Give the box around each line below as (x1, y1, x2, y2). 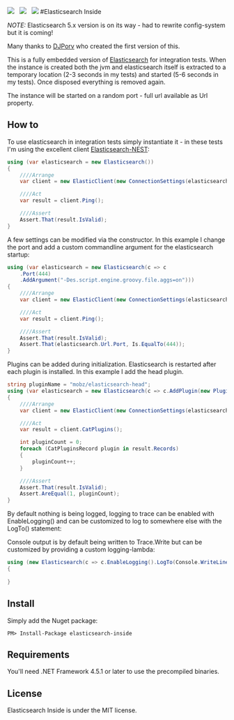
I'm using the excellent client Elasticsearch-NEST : (7, 145, 150, 153)
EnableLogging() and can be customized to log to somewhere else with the (7, 517, 222, 526)
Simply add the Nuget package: (7, 616, 98, 625)
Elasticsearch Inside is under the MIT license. (7, 706, 137, 714)
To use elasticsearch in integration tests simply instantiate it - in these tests (7, 137, 223, 146)
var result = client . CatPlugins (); (19, 426, 123, 433)
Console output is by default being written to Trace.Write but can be (7, 538, 203, 547)
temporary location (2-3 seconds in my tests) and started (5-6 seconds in (7, 71, 219, 78)
